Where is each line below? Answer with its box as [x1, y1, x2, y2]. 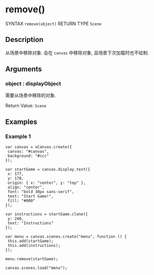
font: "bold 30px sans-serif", [7, 189, 74, 195]
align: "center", [7, 185, 45, 190]
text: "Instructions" [7, 221, 54, 226]
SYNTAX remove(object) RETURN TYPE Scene [5, 20, 102, 27]
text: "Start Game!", [7, 194, 54, 199]
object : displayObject [5, 80, 61, 88]
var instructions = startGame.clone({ [5, 211, 88, 217]
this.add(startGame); [7, 239, 54, 244]
